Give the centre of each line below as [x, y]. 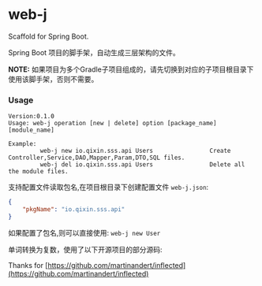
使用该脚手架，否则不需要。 [53, 79]
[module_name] [32, 130]
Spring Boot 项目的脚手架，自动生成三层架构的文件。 [94, 52]
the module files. [38, 172]
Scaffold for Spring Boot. [49, 36]
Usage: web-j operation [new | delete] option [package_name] [112, 124]
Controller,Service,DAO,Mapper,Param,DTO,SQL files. [97, 158]
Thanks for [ [28, 265]
